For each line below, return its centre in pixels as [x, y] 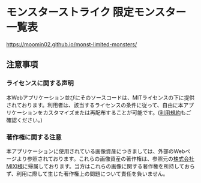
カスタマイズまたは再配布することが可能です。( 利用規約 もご [117, 112]
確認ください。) [25, 120]
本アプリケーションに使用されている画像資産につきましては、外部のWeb [96, 151]
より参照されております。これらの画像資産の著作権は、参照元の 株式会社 [106, 158]
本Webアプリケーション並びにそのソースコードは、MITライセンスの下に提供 [100, 97]
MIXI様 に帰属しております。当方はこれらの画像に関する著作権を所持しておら [100, 166]
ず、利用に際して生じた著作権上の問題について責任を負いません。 [87, 173]
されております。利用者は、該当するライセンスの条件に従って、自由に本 [95, 105]
